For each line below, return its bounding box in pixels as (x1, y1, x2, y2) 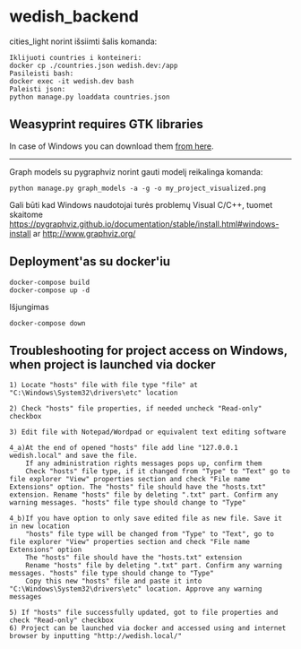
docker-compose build (9, 278, 90, 287)
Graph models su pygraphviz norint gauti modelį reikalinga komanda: (9, 166, 263, 177)
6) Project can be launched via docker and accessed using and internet (9, 624, 287, 633)
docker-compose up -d (9, 285, 90, 295)
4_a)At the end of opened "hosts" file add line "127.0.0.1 (9, 444, 239, 453)
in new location (9, 522, 70, 531)
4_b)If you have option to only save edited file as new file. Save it (9, 514, 282, 524)
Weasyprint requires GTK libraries (9, 117, 204, 132)
